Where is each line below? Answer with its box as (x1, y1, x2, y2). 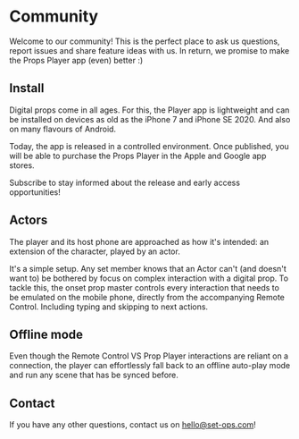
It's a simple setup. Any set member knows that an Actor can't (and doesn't (9, 263, 287, 274)
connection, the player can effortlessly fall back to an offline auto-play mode (9, 360, 291, 371)
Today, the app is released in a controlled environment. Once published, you (9, 140, 290, 151)
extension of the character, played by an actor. (9, 246, 180, 257)
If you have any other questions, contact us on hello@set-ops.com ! (9, 419, 256, 430)
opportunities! (9, 186, 61, 198)
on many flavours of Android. (9, 123, 117, 134)
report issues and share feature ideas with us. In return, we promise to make (9, 45, 290, 55)
